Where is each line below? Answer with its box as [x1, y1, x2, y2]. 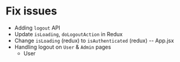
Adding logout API [14, 24, 61, 31]
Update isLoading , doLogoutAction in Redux [14, 30, 123, 37]
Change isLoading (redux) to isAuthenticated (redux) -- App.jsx [14, 37, 175, 44]
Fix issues [5, 4, 57, 18]
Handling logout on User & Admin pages [14, 43, 111, 51]
